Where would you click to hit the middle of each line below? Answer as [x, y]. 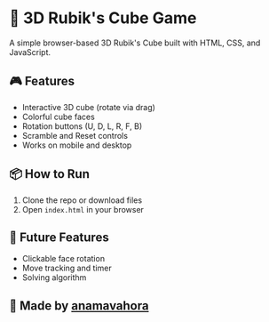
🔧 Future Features [59, 237]
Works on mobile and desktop [77, 145]
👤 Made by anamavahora [79, 306]
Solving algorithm [54, 278]
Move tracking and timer [67, 268]
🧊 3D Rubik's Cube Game [103, 18]
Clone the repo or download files [82, 200]
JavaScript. [30, 52]
